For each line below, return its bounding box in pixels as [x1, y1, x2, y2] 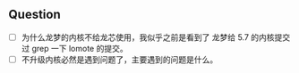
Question [8, 7, 61, 22]
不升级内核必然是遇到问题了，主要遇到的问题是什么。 [21, 53, 218, 65]
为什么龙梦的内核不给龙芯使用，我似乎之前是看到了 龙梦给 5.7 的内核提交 [21, 31, 291, 43]
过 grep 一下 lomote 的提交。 [21, 43, 128, 53]
